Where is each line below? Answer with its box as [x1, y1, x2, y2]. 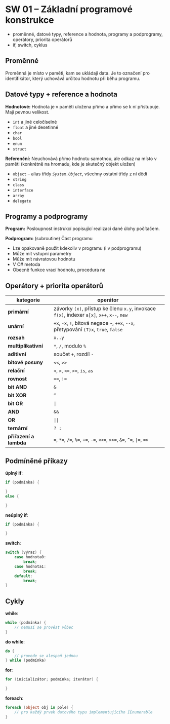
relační [8, 367, 25, 374]
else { [5, 493, 19, 499]
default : [14, 574, 33, 579]
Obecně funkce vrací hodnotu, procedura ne [12, 267, 106, 273]
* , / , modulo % [54, 342, 87, 350]
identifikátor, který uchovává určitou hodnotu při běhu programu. [5, 75, 141, 82]
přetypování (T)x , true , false [54, 326, 123, 333]
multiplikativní [8, 342, 43, 350]
